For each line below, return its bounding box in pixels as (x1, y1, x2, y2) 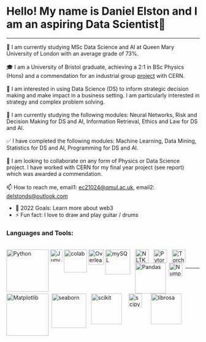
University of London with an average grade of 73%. (6, 50, 139, 57)
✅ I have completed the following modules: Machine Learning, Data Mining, (6, 137, 197, 145)
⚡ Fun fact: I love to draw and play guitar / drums (15, 211, 139, 218)
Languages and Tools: (6, 229, 74, 237)
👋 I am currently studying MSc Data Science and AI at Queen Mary (6, 43, 175, 50)
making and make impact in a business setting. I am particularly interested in (6, 91, 200, 99)
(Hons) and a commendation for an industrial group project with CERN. (6, 72, 185, 79)
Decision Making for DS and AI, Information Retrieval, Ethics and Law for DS (6, 118, 198, 125)
